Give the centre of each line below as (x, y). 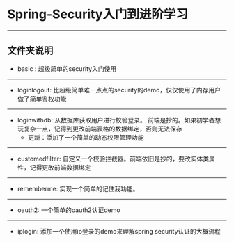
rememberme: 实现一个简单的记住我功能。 (78, 188)
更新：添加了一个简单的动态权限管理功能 (86, 137)
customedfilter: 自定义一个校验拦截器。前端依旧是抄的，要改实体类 (113, 159)
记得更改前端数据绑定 (60, 167)
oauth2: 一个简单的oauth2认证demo (69, 210)
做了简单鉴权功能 (42, 99)
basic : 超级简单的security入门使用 (67, 68)
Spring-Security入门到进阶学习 (98, 14)
